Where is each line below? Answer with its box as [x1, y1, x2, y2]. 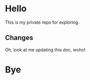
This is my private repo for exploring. [5, 19, 80, 25]
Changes [5, 34, 33, 42]
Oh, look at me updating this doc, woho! [5, 46, 86, 52]
